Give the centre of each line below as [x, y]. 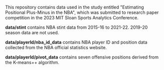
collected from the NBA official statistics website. [56, 47]
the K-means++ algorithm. [32, 62]
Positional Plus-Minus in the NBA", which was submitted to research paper [82, 12]
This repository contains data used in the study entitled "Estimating [75, 7]
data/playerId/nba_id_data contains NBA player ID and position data [76, 42]
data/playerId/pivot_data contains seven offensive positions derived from [82, 57]
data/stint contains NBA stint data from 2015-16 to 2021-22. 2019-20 [76, 27]
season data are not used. [32, 33]
